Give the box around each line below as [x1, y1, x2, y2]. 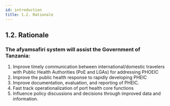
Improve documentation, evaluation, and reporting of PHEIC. [12, 80, 139, 86]
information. [12, 96, 38, 102]
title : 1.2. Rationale [5, 12, 53, 17]
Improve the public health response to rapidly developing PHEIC [12, 74, 147, 81]
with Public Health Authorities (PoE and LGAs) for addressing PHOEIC [12, 69, 159, 75]
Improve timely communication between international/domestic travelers [12, 64, 165, 70]
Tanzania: [5, 52, 31, 59]
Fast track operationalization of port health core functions [12, 85, 134, 91]
